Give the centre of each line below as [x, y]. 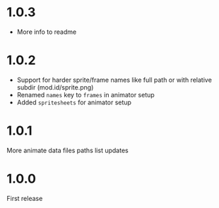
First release [25, 198]
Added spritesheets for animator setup [74, 102]
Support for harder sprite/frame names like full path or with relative [114, 80]
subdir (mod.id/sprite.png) [55, 87]
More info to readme [47, 32]
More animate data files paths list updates [67, 150]
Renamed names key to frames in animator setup [85, 94]
